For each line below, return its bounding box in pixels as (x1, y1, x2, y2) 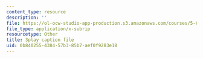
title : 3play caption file (6, 37, 74, 43)
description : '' (6, 14, 47, 21)
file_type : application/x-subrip (6, 25, 91, 32)
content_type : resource (6, 8, 66, 15)
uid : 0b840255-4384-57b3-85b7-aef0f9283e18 (6, 43, 118, 49)
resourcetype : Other (6, 31, 59, 37)
